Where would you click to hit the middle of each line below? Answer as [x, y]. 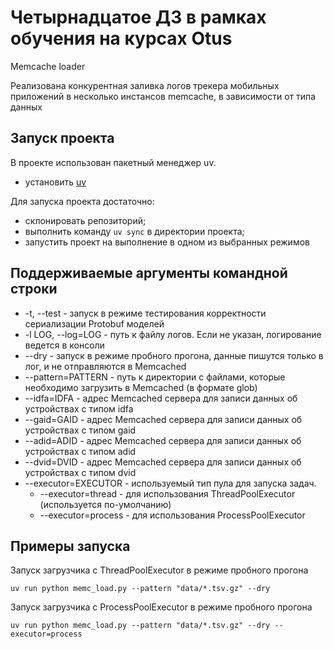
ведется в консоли [64, 345]
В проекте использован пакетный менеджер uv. [113, 162]
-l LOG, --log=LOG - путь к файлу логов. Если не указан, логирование [173, 334]
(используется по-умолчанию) [105, 504]
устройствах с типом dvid [80, 472]
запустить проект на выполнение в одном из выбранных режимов [167, 242]
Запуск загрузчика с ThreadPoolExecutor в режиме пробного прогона [159, 570]
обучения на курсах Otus [121, 38]
